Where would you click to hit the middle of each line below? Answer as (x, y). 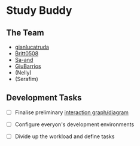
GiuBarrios (28, 66)
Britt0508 (27, 53)
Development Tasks (44, 98)
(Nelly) (23, 72)
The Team (25, 33)
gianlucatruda (32, 47)
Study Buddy (39, 11)
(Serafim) (27, 79)
